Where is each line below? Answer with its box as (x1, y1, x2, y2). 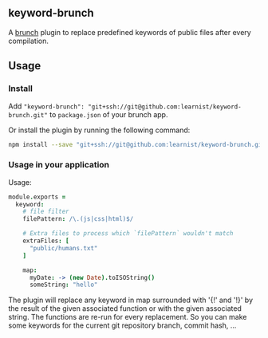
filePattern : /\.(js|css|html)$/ (22, 215, 134, 223)
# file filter (22, 207, 69, 216)
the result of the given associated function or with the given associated (8, 304, 242, 313)
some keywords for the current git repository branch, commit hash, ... (8, 320, 237, 330)
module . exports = (8, 193, 66, 201)
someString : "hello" (29, 281, 98, 289)
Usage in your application (8, 159, 110, 171)
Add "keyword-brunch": (8, 101, 85, 111)
